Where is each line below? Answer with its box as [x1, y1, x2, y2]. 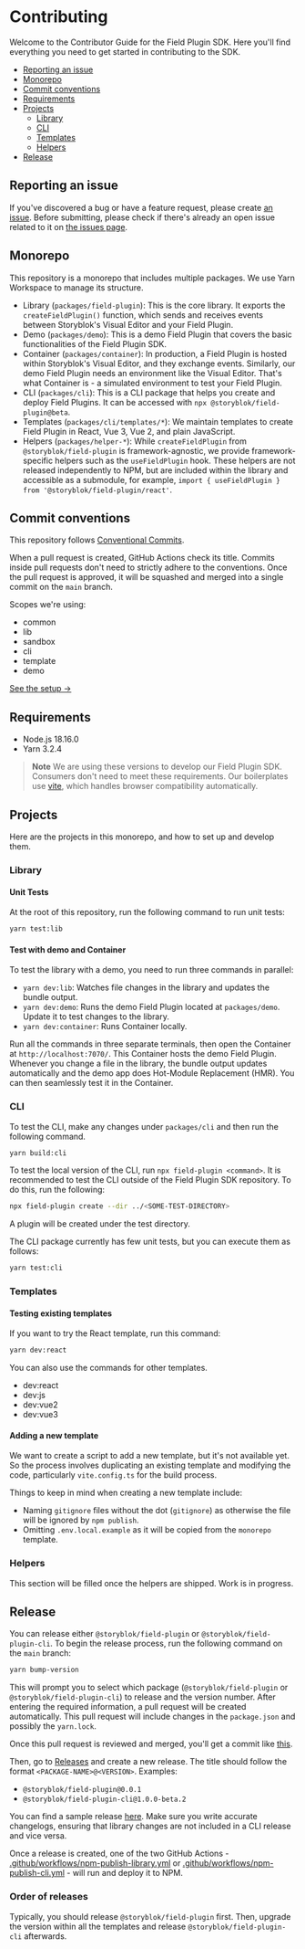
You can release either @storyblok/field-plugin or [9, 1628, 200, 1639]
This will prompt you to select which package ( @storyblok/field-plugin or [9, 1682, 289, 1693]
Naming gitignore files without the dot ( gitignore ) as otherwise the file [22, 1505, 291, 1516]
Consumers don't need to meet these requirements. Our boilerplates [31, 771, 289, 782]
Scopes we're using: [9, 599, 86, 610]
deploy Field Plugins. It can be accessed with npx [22, 396, 208, 407]
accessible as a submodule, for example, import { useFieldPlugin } [22, 474, 280, 485]
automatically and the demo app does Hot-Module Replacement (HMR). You [9, 1068, 295, 1079]
